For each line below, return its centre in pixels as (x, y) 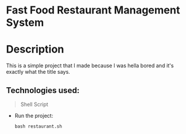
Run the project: (34, 115)
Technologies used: (43, 90)
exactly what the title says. (38, 72)
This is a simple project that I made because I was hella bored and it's (90, 66)
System (25, 23)
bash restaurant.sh (38, 126)
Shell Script (34, 104)
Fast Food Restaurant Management (93, 10)
